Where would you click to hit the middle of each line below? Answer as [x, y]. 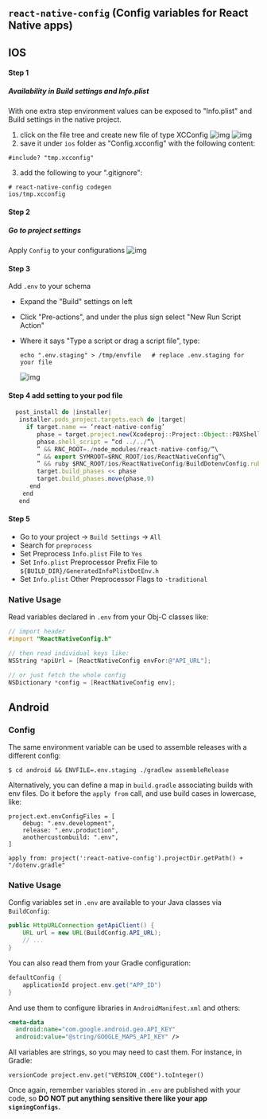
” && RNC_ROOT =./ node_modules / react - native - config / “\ [128, 449]
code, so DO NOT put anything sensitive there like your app [108, 1098]
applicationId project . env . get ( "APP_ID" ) [92, 985]
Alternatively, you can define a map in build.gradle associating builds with [131, 785]
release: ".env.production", [71, 831]
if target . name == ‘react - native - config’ [95, 427]
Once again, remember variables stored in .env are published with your [124, 1090]
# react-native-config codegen [60, 187]
